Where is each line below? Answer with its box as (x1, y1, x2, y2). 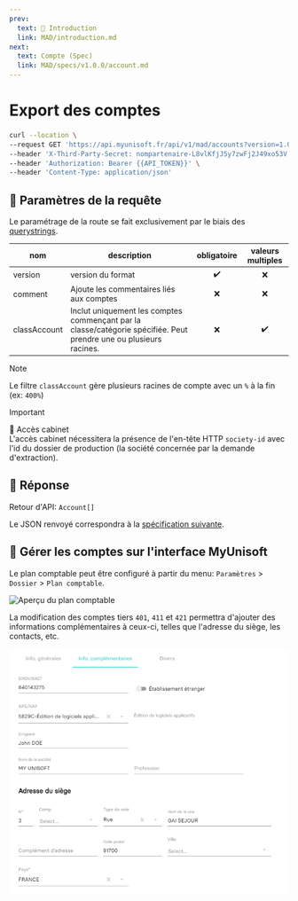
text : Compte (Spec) (17, 51, 93, 61)
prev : (9, 14, 29, 23)
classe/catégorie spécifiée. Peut (70, 325, 188, 335)
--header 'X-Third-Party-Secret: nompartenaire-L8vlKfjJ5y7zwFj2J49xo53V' (9, 149, 292, 159)
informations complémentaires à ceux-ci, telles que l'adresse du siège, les (9, 621, 281, 631)
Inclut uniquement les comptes (70, 306, 184, 317)
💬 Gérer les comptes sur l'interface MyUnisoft (9, 545, 268, 560)
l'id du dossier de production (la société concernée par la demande (9, 443, 255, 453)
